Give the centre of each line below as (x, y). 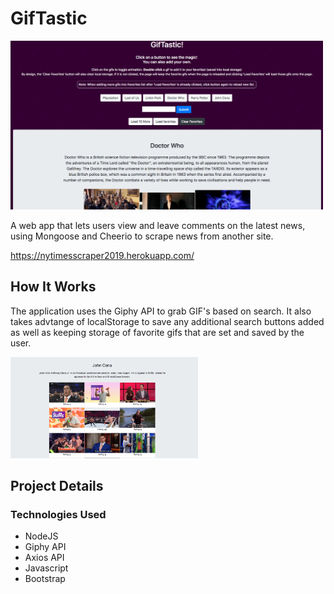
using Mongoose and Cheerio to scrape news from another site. (142, 236)
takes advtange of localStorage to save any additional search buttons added (167, 321)
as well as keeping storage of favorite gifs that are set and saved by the (157, 332)
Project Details (57, 486)
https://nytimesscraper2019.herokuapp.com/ (102, 255)
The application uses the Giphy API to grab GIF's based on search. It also (161, 311)
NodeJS (41, 536)
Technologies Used (58, 515)
